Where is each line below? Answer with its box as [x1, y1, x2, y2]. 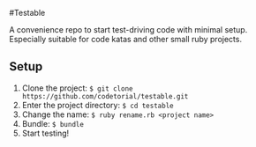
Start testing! [21, 128, 70, 138]
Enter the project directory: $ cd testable [21, 99, 174, 110]
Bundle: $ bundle [21, 118, 84, 129]
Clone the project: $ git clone [21, 83, 133, 93]
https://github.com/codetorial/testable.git [21, 92, 189, 100]
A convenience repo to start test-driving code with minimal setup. [9, 25, 248, 34]
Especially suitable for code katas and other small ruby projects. [9, 34, 243, 44]
